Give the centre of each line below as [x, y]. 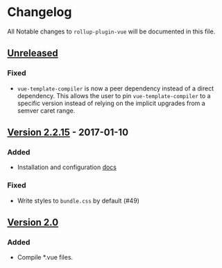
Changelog [40, 12]
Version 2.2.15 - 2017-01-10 [68, 133]
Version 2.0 [33, 222]
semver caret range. [46, 110]
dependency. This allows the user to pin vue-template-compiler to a [114, 95]
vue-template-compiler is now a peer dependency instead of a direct [116, 88]
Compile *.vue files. [45, 258]
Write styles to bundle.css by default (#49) [78, 200]
